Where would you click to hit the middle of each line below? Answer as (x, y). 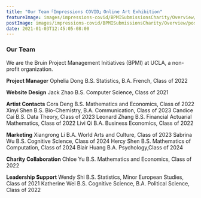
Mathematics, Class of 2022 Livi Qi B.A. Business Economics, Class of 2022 (100, 123)
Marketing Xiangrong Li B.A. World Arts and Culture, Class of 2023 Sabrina (99, 134)
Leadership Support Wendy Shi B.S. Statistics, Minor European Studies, (95, 177)
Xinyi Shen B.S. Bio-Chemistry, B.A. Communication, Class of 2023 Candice (100, 110)
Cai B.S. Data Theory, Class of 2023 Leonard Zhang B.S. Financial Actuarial (99, 116)
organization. (37, 69)
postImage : (20, 23)
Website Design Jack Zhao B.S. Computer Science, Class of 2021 (87, 92)
